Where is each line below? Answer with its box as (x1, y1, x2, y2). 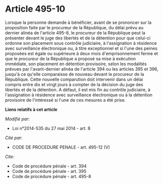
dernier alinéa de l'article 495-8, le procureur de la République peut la (5, 30, 145, 36)
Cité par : (5, 135, 23, 141)
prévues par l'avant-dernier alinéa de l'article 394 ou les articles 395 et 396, (5, 66, 159, 72)
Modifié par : (5, 116, 30, 122)
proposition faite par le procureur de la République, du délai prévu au (5, 24, 144, 30)
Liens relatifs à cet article (5, 106, 58, 112)
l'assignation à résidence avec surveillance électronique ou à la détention (5, 92, 153, 98)
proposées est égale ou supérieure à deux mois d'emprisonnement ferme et (5, 50, 158, 56)
